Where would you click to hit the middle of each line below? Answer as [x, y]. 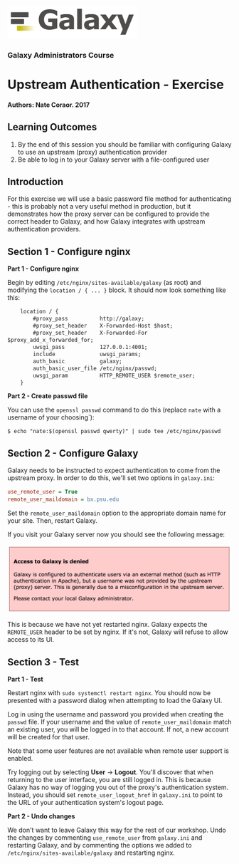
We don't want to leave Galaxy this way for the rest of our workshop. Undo [117, 830]
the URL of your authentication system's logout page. [86, 803]
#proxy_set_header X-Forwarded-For [90, 333]
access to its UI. [31, 640]
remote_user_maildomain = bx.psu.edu [63, 499]
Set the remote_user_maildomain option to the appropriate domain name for [117, 513]
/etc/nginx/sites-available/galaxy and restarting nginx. [91, 853]
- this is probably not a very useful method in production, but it [99, 207]
